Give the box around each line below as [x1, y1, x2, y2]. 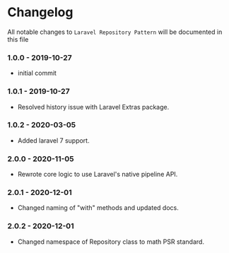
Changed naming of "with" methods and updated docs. [17, 204, 179, 212]
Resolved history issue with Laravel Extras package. [17, 102, 170, 111]
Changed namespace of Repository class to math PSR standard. [17, 237, 205, 246]
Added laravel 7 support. [17, 136, 90, 145]
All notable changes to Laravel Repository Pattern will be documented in [7, 28, 223, 36]
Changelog [7, 4, 74, 20]
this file [7, 35, 29, 43]
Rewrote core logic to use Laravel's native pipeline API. [17, 170, 178, 179]
